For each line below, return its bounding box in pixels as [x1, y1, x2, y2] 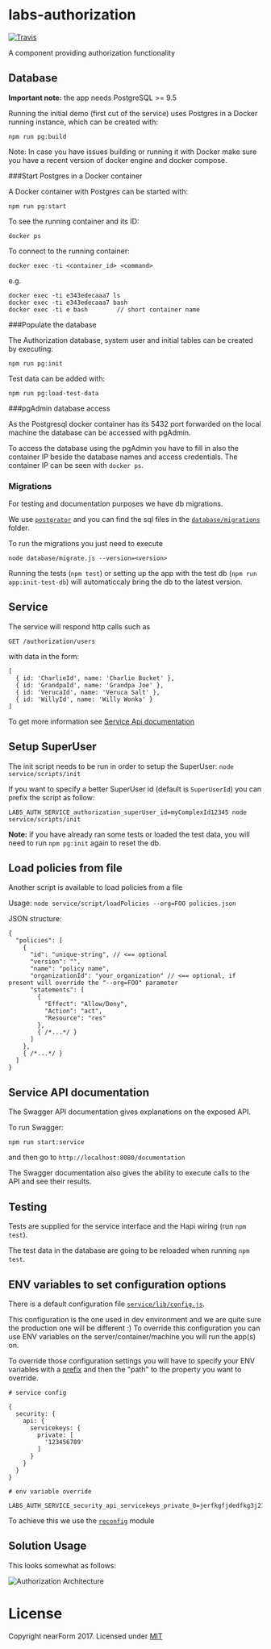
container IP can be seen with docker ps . [8, 460, 144, 470]
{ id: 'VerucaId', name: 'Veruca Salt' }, [15, 688, 161, 696]
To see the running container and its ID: [8, 216, 140, 226]
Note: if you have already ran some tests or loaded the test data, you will [8, 829, 250, 839]
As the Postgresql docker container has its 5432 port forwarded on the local [8, 419, 261, 428]
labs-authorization [8, 6, 136, 24]
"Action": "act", [44, 1007, 103, 1016]
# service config [8, 1388, 67, 1396]
